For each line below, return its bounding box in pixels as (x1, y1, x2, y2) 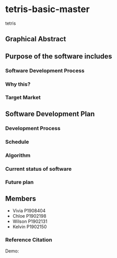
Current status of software (5, 165, 72, 172)
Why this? (5, 81, 31, 88)
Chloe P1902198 (12, 213, 46, 219)
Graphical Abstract (5, 35, 67, 43)
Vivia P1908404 (12, 208, 46, 214)
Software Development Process (5, 67, 85, 74)
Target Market (5, 94, 41, 101)
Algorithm (5, 152, 31, 159)
